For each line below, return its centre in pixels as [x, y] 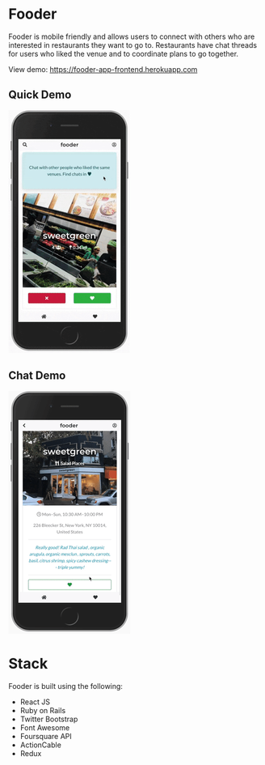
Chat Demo [37, 376]
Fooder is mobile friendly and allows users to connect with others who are [132, 36]
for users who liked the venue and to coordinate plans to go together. [124, 53]
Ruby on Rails [43, 710]
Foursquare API [46, 736]
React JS [35, 702]
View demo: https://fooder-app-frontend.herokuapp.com [103, 69]
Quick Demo [40, 95]
